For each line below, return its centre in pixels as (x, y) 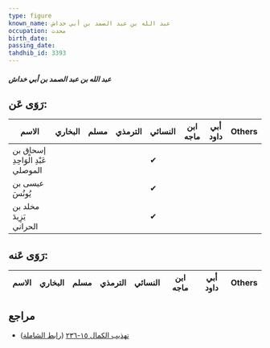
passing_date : (32, 46)
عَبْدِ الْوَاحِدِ (29, 160)
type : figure (30, 16)
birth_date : (28, 38)
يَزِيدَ (19, 216)
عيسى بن (28, 183)
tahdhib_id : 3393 (37, 53)
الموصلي (27, 170)
